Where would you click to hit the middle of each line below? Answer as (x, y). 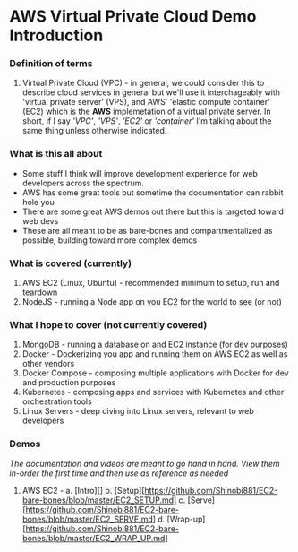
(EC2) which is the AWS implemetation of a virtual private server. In (146, 112)
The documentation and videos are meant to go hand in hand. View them (145, 463)
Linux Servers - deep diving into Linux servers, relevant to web (138, 411)
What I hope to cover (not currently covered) (108, 325)
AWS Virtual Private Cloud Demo (133, 17)
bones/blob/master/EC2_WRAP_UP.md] (95, 538)
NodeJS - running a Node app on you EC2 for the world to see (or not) (152, 302)
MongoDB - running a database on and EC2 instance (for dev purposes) (155, 345)
